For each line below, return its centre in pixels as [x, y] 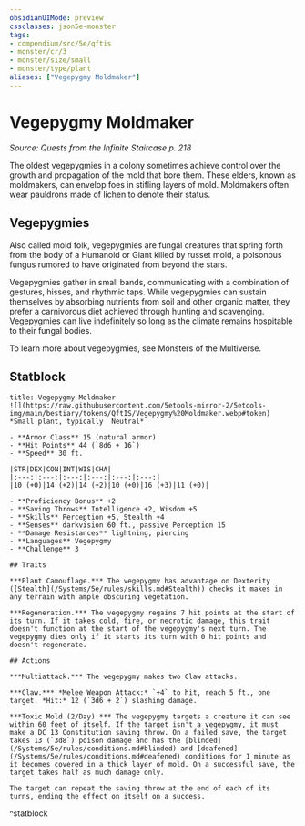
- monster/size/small [51, 60]
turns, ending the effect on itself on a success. [107, 797]
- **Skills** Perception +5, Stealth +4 [87, 517]
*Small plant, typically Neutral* [77, 422]
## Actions [30, 661]
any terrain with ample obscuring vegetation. [99, 597]
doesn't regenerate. [49, 645]
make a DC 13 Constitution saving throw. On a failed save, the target [148, 733]
